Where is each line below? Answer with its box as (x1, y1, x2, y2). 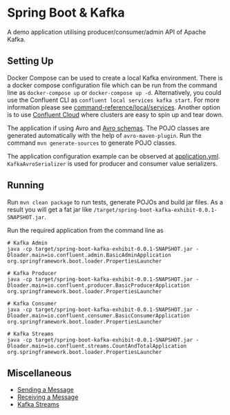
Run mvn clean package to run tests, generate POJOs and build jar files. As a (7, 197, 223, 206)
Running (7, 179, 45, 191)
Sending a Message (17, 386, 74, 394)
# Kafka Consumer (7, 300, 57, 307)
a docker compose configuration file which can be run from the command (7, 81, 218, 89)
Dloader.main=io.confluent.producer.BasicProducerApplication (7, 282, 190, 289)
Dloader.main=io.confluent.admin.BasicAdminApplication (7, 251, 171, 258)
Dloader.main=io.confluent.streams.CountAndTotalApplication (7, 342, 187, 349)
